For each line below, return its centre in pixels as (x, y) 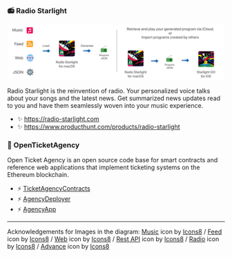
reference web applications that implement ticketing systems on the (104, 167)
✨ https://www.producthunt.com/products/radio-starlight (99, 126)
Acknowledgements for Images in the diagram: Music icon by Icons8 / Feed (115, 232)
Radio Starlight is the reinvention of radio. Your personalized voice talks (109, 91)
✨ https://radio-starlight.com (58, 119)
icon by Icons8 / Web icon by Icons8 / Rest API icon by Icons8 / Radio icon (113, 239)
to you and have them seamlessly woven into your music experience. (105, 105)
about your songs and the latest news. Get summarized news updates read (114, 98)
